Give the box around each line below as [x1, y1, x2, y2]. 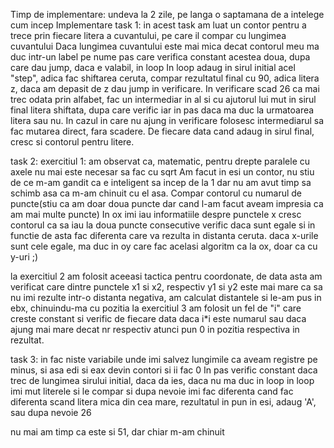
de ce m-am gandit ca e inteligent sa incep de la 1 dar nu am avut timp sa [10, 177, 312, 188]
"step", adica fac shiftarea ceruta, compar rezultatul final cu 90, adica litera [10, 72, 320, 84]
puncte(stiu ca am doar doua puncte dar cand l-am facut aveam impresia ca [10, 198, 324, 209]
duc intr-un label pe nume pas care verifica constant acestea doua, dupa [10, 51, 311, 63]
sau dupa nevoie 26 [10, 407, 92, 418]
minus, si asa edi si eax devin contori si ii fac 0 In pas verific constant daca [10, 364, 318, 376]
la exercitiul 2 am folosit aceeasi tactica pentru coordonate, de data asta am [10, 270, 323, 282]
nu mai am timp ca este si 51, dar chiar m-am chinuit [10, 426, 225, 438]
